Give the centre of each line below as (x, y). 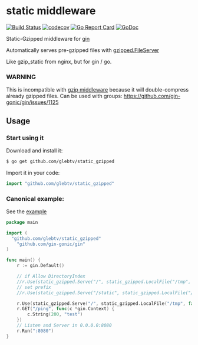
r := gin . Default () (41, 266)
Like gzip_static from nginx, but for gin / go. (59, 61)
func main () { (24, 260)
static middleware (51, 11)
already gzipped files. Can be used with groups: (64, 96)
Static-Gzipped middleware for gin (48, 38)
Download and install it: (34, 150)
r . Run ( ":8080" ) (35, 331)
